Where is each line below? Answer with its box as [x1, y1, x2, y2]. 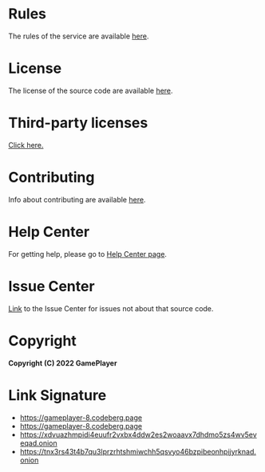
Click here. [8, 140, 44, 150]
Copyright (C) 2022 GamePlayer [8, 358, 117, 368]
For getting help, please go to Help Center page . [8, 249, 168, 258]
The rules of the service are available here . [8, 31, 149, 41]
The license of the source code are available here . [8, 86, 173, 95]
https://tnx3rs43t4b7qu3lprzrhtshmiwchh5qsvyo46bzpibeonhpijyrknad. [19, 446, 257, 456]
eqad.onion [19, 438, 57, 448]
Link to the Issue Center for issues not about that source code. [8, 303, 214, 313]
